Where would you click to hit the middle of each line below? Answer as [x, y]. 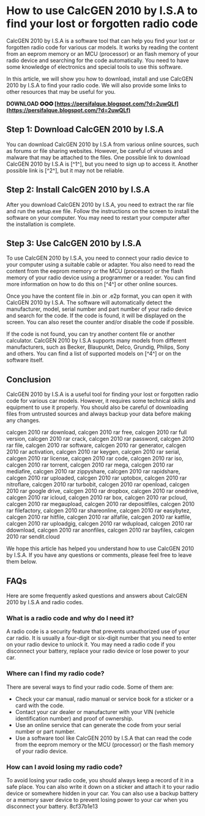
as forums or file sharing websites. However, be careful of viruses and [95, 150]
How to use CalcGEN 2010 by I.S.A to [102, 11]
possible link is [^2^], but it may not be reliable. [65, 170]
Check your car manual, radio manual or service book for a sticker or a [104, 699]
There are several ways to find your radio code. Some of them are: [90, 687]
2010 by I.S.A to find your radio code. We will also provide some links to [96, 85]
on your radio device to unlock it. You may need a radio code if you [91, 645]
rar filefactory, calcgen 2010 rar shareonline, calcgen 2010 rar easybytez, [99, 511]
